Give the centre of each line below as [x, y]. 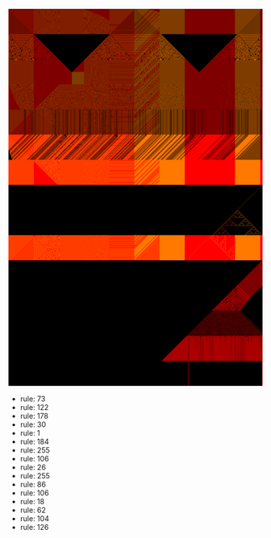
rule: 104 [35, 519]
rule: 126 [34, 528]
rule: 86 [33, 485]
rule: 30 [33, 424]
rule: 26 [33, 467]
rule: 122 [34, 408]
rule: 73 [33, 399]
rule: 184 [35, 442]
